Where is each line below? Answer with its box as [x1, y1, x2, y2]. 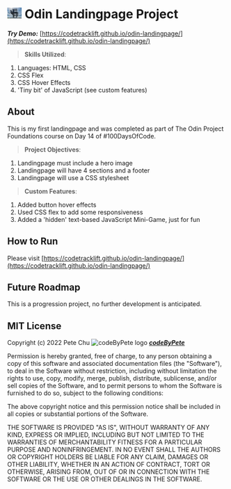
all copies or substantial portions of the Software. [7, 410, 148, 418]
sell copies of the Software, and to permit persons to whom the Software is [7, 382, 223, 390]
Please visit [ [7, 254, 44, 262]
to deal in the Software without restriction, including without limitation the [7, 367, 217, 375]
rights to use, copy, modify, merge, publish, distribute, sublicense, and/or [7, 374, 217, 383]
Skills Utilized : [24, 50, 67, 58]
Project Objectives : [24, 145, 81, 154]
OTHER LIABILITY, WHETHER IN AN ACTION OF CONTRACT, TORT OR [7, 460, 210, 469]
